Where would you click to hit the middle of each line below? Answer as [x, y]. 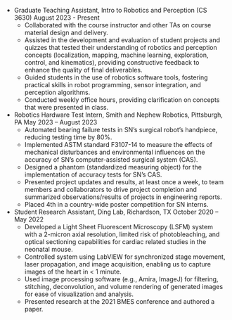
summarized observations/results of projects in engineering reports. [123, 197]
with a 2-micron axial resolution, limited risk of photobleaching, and [122, 234]
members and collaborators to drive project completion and [110, 190]
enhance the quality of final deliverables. [83, 70]
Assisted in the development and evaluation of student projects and [122, 40]
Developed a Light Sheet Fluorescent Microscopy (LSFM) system [118, 227]
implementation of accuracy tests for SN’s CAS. [93, 174]
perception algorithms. [57, 92]
